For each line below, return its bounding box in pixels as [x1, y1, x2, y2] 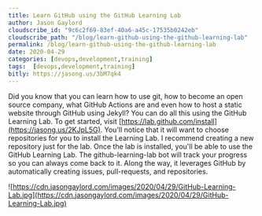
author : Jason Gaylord [8, 19, 83, 27]
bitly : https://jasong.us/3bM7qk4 [8, 70, 122, 78]
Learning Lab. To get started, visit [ [8, 116, 122, 126]
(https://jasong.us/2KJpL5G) [8, 125, 101, 134]
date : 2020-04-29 [8, 48, 65, 56]
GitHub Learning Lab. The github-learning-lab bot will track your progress [8, 150, 248, 159]
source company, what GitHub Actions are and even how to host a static [8, 100, 242, 109]
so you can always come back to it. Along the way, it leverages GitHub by [8, 158, 246, 167]
